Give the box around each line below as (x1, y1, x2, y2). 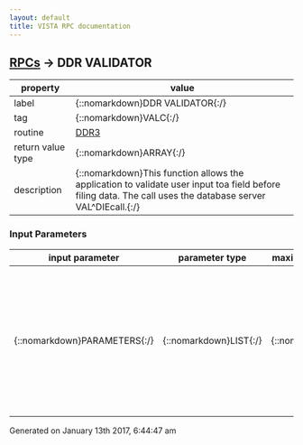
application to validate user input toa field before (75, 178, 281, 190)
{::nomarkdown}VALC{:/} (75, 112, 179, 125)
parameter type (178, 251, 247, 264)
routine (14, 126, 44, 139)
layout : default (9, 13, 70, 23)
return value (14, 141, 66, 153)
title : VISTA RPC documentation (9, 22, 131, 31)
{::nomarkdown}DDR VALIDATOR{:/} (75, 97, 227, 109)
